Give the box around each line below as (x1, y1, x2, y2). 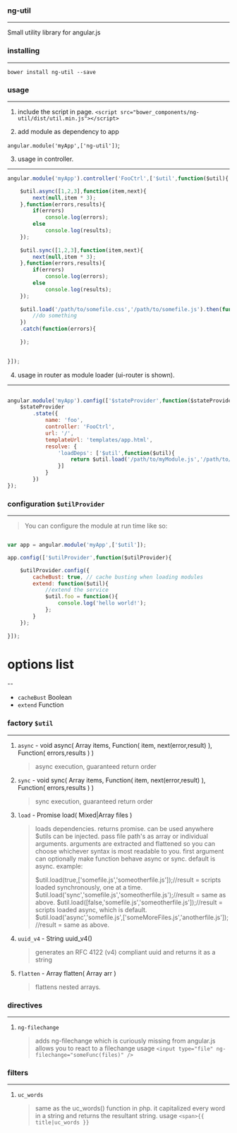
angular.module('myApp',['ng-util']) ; (7, 140, 120, 150)
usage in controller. (17, 154, 74, 163)
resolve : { (44, 443, 78, 450)
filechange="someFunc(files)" (35, 1051, 125, 1058)
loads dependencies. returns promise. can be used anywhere (35, 824, 214, 832)
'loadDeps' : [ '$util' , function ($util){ (57, 449, 175, 456)
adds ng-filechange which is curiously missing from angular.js (35, 1036, 216, 1045)
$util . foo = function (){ (44, 593, 119, 600)
